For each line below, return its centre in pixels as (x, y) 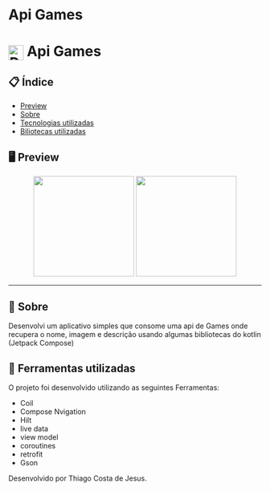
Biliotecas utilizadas (53, 131)
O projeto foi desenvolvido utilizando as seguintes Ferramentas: (114, 388)
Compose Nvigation (53, 412)
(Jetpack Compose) (41, 343)
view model (39, 437)
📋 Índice (31, 82)
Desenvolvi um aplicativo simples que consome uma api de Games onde (128, 326)
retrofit (31, 454)
